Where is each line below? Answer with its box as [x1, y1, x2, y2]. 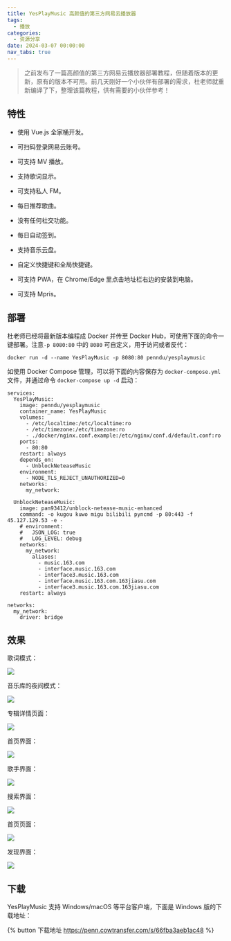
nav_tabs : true [7, 49, 51, 56]
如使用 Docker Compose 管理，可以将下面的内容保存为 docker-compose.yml [7, 367, 221, 375]
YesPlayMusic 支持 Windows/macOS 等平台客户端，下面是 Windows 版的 [7, 903, 216, 911]
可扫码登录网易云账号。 [17, 143, 84, 151]
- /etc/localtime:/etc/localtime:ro [25, 420, 131, 427]
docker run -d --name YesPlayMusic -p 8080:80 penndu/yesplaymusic [7, 354, 206, 361]
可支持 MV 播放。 [17, 157, 67, 165]
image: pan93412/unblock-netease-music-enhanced [19, 505, 163, 512]
